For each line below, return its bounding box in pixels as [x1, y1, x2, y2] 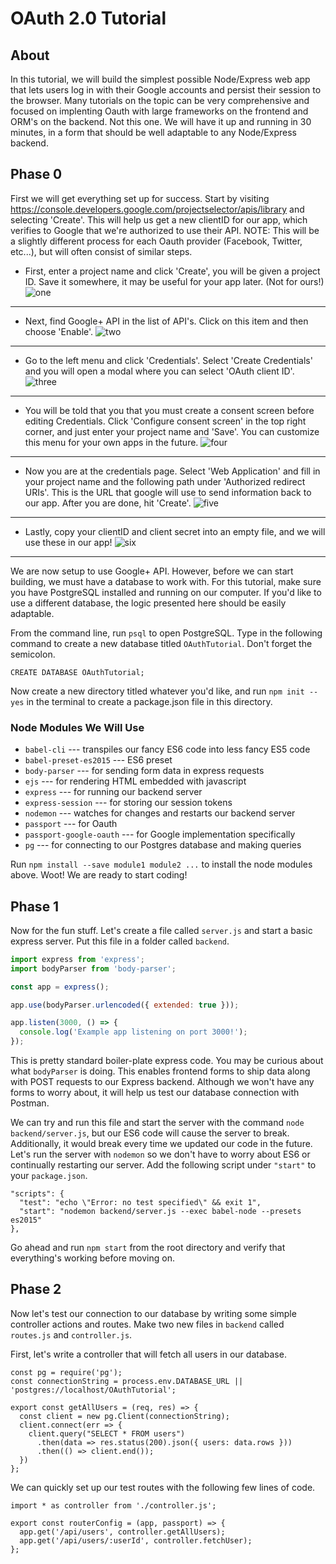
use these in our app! [24, 536, 113, 548]
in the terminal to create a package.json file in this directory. [26, 695, 273, 707]
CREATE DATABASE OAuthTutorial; [10, 667, 145, 677]
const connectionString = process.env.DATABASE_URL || [10, 1376, 244, 1386]
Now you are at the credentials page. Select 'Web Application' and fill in [24, 465, 321, 477]
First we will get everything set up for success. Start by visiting [10, 192, 270, 204]
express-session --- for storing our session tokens [24, 797, 233, 809]
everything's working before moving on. [10, 1252, 175, 1264]
